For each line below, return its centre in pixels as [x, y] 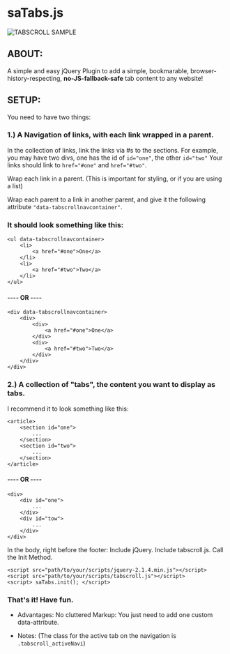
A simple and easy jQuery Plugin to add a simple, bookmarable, [98, 70]
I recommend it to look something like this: [68, 409]
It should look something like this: [66, 225]
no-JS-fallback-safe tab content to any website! [133, 78]
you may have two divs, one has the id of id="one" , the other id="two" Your [115, 158]
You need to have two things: [49, 117]
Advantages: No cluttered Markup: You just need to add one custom [115, 615]
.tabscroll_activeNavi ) [51, 644]
